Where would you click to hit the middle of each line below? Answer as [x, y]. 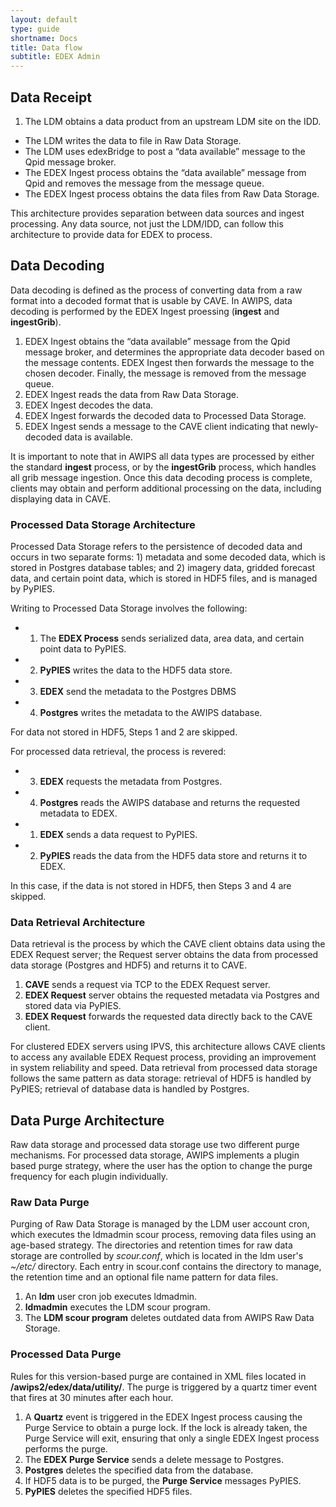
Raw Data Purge [50, 1203]
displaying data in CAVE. [61, 498]
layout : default [44, 19]
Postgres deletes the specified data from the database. [139, 1470]
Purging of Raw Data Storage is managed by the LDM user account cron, [160, 1224]
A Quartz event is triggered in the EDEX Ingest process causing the [163, 1417]
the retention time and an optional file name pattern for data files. [144, 1277]
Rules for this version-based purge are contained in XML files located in [158, 1376]
